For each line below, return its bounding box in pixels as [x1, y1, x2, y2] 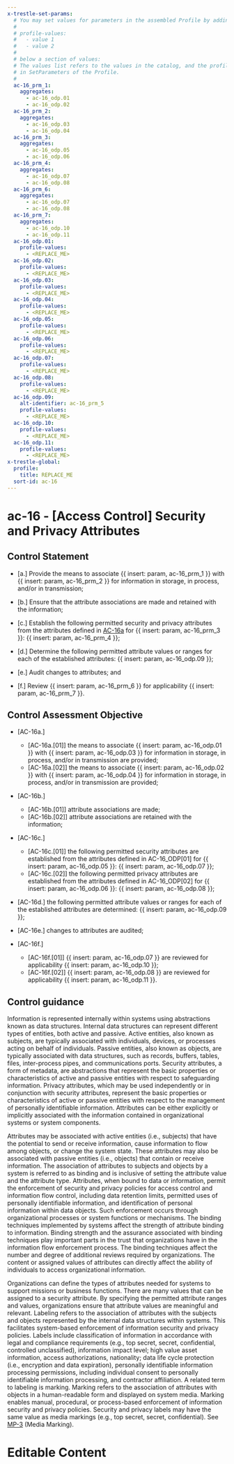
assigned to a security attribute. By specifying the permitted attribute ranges [7, 1294, 227, 1303]
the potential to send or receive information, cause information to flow [7, 1140, 208, 1148]
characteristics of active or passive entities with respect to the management [7, 1096, 225, 1105]
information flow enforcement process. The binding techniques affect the [7, 1243, 218, 1252]
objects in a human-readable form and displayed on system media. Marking [7, 1391, 224, 1399]
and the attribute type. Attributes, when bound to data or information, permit [7, 1177, 226, 1185]
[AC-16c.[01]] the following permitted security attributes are [27, 847, 199, 856]
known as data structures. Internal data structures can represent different [7, 1022, 218, 1031]
